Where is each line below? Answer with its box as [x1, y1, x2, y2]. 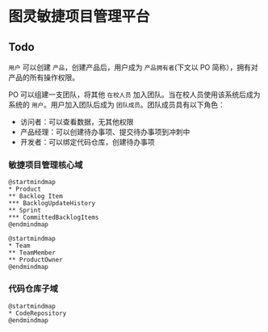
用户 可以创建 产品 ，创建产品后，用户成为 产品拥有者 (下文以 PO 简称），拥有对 [8, 62, 258, 72]
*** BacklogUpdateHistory [8, 200, 95, 208]
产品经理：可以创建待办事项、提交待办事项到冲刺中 [19, 127, 191, 137]
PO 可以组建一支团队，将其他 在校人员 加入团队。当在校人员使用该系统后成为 [8, 90, 261, 99]
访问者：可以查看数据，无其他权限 [19, 117, 134, 126]
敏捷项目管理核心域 [8, 159, 83, 170]
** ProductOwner [8, 256, 63, 264]
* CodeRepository [8, 309, 67, 317]
